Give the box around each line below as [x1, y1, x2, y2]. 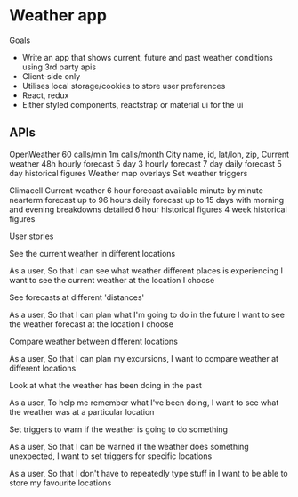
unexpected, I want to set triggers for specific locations [9, 451, 213, 461]
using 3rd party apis [21, 61, 96, 72]
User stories [9, 231, 54, 241]
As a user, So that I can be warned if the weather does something [9, 441, 249, 452]
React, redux [21, 90, 69, 101]
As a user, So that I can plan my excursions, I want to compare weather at [9, 353, 278, 363]
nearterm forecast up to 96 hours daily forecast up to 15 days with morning [9, 194, 285, 205]
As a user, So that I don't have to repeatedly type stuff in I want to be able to [9, 468, 288, 478]
